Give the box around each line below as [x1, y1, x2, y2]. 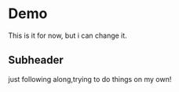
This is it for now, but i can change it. [8, 31, 127, 40]
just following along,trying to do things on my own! [8, 74, 172, 83]
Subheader [8, 53, 64, 67]
